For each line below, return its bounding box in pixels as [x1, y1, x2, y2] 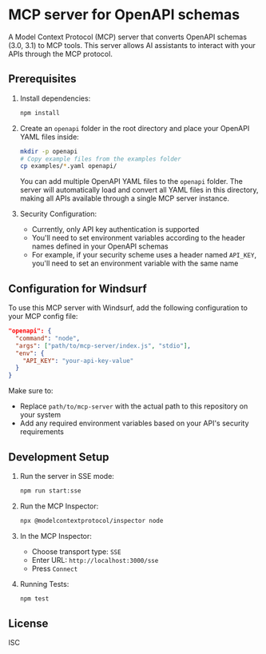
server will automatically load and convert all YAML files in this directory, [19, 185, 259, 195]
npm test [19, 594, 50, 603]
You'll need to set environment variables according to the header [31, 233, 245, 243]
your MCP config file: [8, 312, 78, 321]
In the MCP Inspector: [19, 531, 92, 540]
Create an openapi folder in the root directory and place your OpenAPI [19, 123, 250, 133]
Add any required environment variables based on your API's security [19, 418, 249, 429]
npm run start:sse [19, 487, 81, 495]
